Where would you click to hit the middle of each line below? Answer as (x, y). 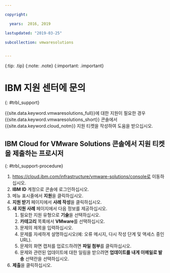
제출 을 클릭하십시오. (32, 265)
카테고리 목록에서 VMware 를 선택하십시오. (62, 221)
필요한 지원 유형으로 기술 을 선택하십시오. (60, 215)
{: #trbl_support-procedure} (34, 166)
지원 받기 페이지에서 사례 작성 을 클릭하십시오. (57, 202)
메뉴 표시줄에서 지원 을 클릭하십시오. (48, 196)
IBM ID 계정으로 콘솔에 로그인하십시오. (51, 189)
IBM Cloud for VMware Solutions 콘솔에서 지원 (78, 144)
